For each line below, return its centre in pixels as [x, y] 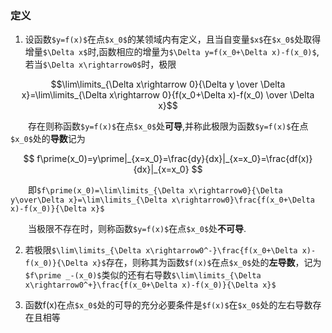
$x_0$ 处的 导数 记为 [48, 139]
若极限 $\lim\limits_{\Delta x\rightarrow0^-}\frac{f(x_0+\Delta [161, 250]
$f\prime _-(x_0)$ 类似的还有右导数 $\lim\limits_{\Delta [143, 275]
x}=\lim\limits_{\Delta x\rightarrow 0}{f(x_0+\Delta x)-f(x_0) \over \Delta [168, 95]
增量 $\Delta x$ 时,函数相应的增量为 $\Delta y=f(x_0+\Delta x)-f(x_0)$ [170, 52]
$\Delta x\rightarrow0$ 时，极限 [109, 64]
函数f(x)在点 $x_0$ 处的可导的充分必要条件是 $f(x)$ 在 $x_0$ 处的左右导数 [168, 305]
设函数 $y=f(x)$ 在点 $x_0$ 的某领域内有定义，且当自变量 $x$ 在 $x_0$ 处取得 [173, 39]
